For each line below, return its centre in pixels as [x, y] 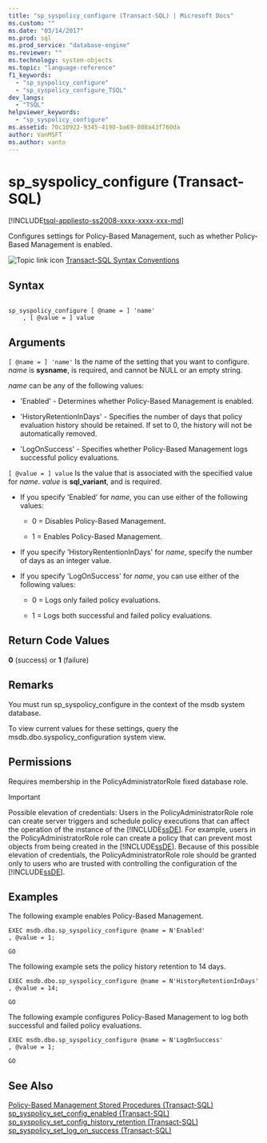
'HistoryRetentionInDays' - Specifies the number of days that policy [131, 417]
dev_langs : [26, 98]
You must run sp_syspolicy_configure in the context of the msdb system [127, 704]
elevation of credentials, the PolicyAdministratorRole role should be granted [133, 855]
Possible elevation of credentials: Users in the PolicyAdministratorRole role [131, 812]
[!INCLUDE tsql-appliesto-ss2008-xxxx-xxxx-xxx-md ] [96, 221]
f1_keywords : [30, 75]
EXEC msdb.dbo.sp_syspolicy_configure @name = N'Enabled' [107, 931]
